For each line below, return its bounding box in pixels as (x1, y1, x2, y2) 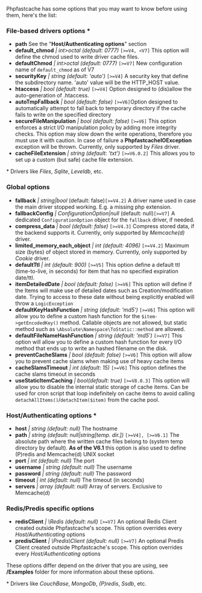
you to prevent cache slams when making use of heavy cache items (14, 357, 184, 365)
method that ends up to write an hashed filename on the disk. (14, 344, 168, 352)
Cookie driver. (14, 254, 50, 262)
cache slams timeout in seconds (14, 370, 95, 378)
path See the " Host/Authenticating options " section (14, 41, 147, 48)
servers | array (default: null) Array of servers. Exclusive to (14, 482, 163, 490)
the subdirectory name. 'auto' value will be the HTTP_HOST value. (14, 79, 180, 87)
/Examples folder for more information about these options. (6, 568, 155, 575)
